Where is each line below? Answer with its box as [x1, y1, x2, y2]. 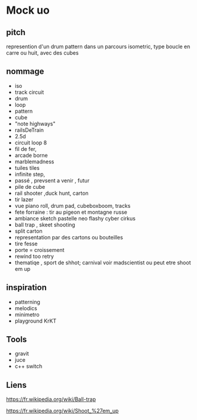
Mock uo [6, 4, 50, 17]
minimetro [14, 311, 40, 318]
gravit [14, 350, 30, 357]
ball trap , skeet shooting [14, 221, 76, 228]
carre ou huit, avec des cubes [6, 49, 79, 56]
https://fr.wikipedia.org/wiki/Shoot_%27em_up [6, 408, 119, 415]
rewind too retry [14, 252, 54, 260]
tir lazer [14, 195, 34, 203]
